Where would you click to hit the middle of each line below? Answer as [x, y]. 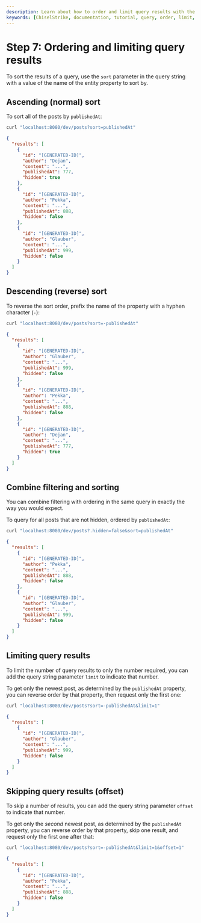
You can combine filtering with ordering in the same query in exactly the [96, 502]
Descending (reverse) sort [57, 292]
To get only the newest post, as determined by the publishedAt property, [96, 688]
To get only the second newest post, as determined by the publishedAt [94, 824]
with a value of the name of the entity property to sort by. [77, 83]
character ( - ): [23, 312]
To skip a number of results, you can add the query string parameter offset [100, 806]
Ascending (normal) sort [53, 102]
